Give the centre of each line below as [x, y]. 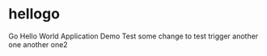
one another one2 [38, 44]
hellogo [34, 14]
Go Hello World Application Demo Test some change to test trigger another [133, 36]
